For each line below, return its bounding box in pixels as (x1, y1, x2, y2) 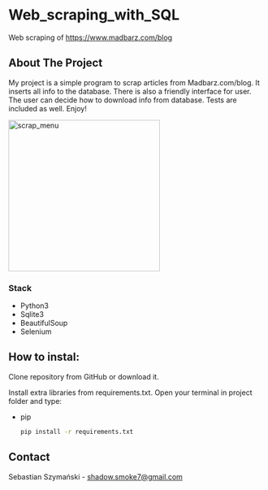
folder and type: (8, 396, 63, 405)
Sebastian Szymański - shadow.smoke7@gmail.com (8, 471, 183, 481)
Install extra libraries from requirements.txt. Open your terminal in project (8, 388, 253, 397)
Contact (8, 450, 50, 464)
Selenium (19, 327, 52, 336)
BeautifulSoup (19, 319, 68, 328)
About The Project (8, 56, 103, 70)
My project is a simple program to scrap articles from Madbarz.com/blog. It (8, 77, 260, 87)
